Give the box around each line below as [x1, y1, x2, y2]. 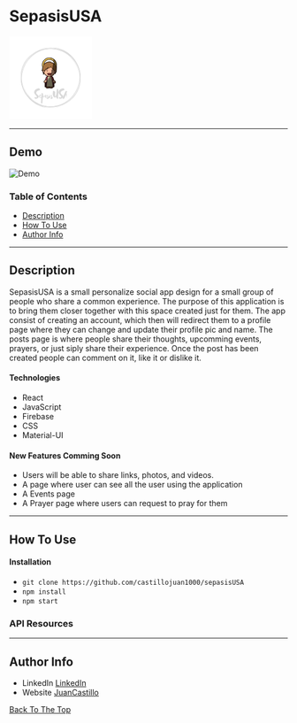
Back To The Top [9, 704, 72, 714]
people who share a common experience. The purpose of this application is [9, 296, 285, 306]
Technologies [9, 373, 61, 383]
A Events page [21, 488, 75, 499]
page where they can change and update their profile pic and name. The [9, 324, 273, 335]
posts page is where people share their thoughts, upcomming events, [9, 334, 263, 344]
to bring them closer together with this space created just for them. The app [9, 305, 286, 316]
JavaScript [21, 402, 62, 412]
